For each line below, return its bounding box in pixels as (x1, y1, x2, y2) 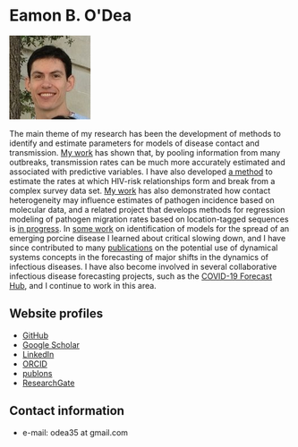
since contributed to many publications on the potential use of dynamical (9, 242, 278, 253)
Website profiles (9, 306, 104, 322)
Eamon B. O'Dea (9, 5, 132, 26)
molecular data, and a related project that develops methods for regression (9, 204, 285, 215)
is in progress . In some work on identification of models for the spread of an (9, 223, 290, 233)
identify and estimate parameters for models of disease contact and (9, 138, 260, 148)
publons (21, 367, 53, 378)
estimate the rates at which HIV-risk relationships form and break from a (9, 175, 276, 186)
